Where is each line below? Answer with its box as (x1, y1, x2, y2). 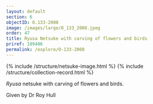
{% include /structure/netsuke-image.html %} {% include (6, 63, 144, 70)
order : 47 (6, 30, 30, 36)
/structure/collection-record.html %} (6, 68, 94, 76)
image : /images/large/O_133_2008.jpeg (6, 25, 100, 31)
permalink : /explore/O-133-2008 (6, 47, 85, 53)
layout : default (6, 8, 46, 15)
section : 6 (6, 14, 33, 20)
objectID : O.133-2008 (6, 19, 59, 25)
